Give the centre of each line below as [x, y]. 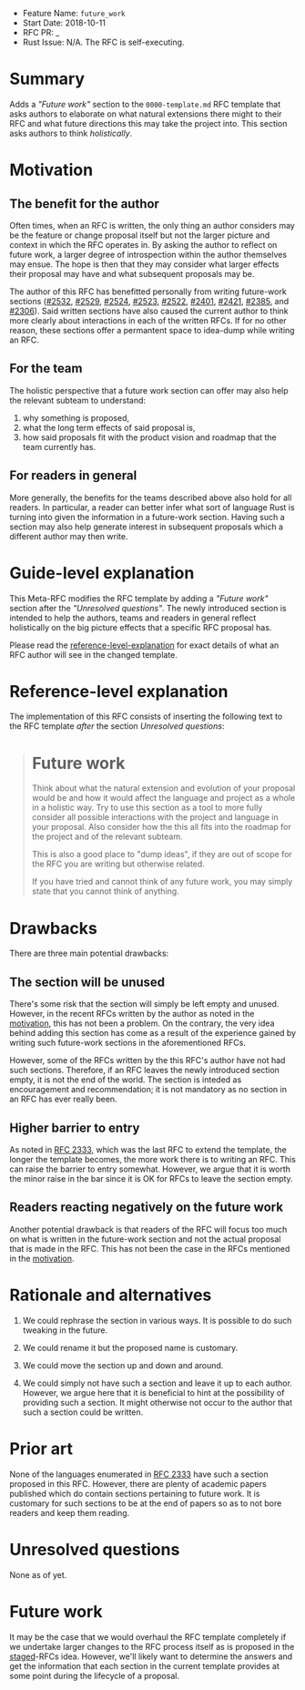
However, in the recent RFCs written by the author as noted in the [132, 1014]
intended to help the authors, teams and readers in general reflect [133, 618]
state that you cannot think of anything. [105, 891]
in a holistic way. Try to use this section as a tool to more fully [147, 808]
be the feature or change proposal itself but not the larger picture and [140, 235]
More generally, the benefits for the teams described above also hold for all [151, 497]
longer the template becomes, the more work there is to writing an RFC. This [152, 1159]
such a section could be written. [83, 1412]
